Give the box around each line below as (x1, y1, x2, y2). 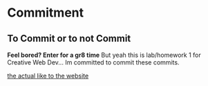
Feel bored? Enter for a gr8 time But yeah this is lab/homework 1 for (7, 51, 202, 59)
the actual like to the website (7, 71, 89, 80)
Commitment (7, 5, 84, 21)
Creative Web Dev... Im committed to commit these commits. (7, 58, 180, 67)
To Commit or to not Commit (7, 33, 131, 44)
